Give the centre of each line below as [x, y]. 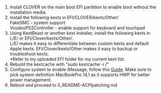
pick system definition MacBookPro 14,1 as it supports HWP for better [80, 75]
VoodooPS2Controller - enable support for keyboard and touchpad [77, 28]
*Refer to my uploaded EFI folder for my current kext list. [67, 59]
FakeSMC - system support [38, 23]
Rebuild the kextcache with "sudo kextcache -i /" [59, 64]
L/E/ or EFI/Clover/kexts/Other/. [41, 38]
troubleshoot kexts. [29, 54]
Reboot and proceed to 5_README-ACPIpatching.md [63, 85]
